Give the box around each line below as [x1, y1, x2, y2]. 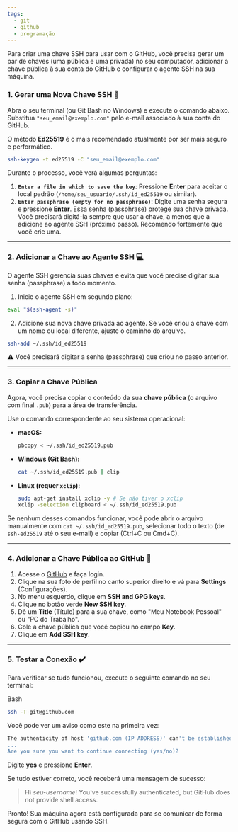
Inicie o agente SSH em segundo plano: [17, 292, 133, 301]
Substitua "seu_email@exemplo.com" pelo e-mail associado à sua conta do [7, 113, 221, 122]
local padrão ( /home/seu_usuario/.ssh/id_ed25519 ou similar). [17, 190, 197, 198]
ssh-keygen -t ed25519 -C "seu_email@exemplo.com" [7, 156, 160, 163]
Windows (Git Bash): [17, 455, 80, 463]
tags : [7, 10, 23, 18]
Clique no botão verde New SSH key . [17, 600, 127, 608]
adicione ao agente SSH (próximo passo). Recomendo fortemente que [17, 220, 223, 229]
